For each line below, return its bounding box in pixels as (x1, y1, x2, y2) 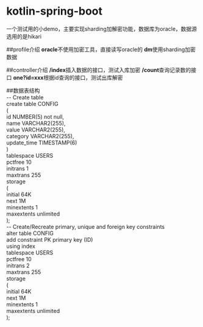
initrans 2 (6, 262, 30, 269)
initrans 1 (6, 164, 29, 172)
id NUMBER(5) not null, (6, 113, 65, 120)
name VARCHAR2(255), (6, 119, 66, 127)
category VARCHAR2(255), (6, 132, 74, 139)
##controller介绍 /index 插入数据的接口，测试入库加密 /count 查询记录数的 (6, 66, 191, 74)
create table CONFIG (6, 100, 59, 107)
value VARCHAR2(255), (6, 126, 66, 133)
